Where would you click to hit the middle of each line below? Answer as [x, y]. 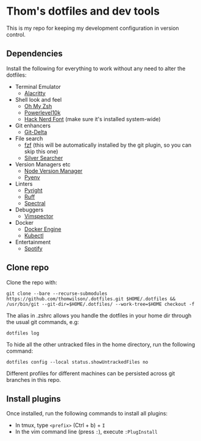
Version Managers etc [43, 164]
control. [16, 34]
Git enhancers [33, 125]
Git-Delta [36, 132]
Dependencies [34, 54]
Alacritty [35, 93]
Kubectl [34, 235]
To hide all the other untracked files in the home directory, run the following [101, 344]
